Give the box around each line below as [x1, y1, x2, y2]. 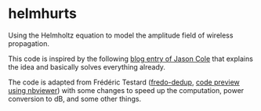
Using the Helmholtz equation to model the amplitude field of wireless [8, 30, 234, 40]
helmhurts [8, 5, 77, 23]
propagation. [8, 38, 49, 48]
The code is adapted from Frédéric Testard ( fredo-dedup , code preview [8, 77, 241, 87]
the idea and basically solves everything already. [8, 62, 166, 71]
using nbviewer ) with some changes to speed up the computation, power [8, 85, 245, 95]
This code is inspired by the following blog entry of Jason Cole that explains [8, 54, 253, 63]
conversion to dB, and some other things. [8, 94, 142, 103]
